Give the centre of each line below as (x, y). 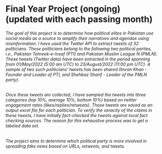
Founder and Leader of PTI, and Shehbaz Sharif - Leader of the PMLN (76, 75)
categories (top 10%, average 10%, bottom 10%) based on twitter (71, 100)
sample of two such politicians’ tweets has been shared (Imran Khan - (76, 69)
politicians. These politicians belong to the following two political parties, (79, 48)
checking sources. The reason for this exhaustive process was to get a (77, 121)
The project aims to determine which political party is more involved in (76, 141)
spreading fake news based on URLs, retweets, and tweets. (65, 146)
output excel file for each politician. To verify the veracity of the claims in (79, 110)
